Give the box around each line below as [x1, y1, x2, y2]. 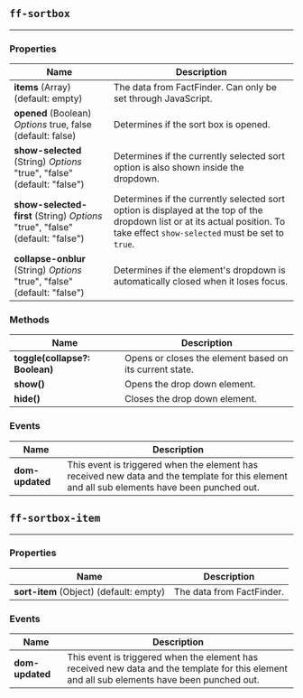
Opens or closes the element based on [124, 352, 289, 365]
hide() [14, 393, 41, 405]
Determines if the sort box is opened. [113, 118, 271, 131]
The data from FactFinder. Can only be [113, 81, 278, 94]
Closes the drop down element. [124, 393, 257, 405]
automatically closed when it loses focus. [113, 275, 289, 288]
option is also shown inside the [113, 162, 244, 174]
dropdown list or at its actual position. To [113, 216, 286, 228]
